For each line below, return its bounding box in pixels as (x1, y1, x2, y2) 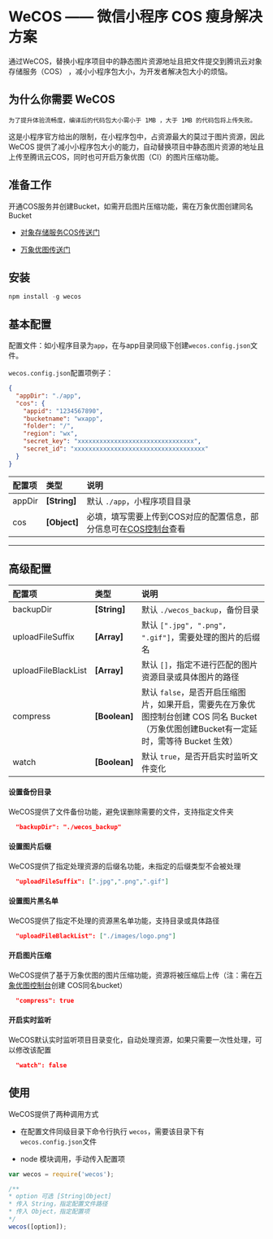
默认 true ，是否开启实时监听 (141, 750, 250, 762)
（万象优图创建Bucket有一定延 (141, 723, 258, 734)
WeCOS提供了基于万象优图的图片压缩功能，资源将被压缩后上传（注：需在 (8, 970, 256, 980)
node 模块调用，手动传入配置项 (19, 1153, 126, 1163)
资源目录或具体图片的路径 (141, 671, 240, 683)
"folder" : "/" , (23, 422, 75, 430)
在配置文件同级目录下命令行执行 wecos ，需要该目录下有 (19, 1126, 205, 1136)
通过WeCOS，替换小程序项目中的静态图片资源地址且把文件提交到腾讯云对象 (8, 56, 262, 66)
